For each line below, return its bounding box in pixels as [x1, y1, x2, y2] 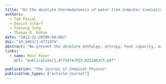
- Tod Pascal [9, 16, 37, 21]
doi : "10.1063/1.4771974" [5, 40, 58, 44]
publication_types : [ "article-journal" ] [5, 71, 90, 77]
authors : [5, 12, 23, 17]
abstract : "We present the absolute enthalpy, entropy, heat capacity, [5, 44, 156, 49]
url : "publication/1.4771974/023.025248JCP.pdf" [14, 58, 116, 63]
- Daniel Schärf [9, 21, 43, 26]
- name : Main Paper [9, 53, 50, 58]
